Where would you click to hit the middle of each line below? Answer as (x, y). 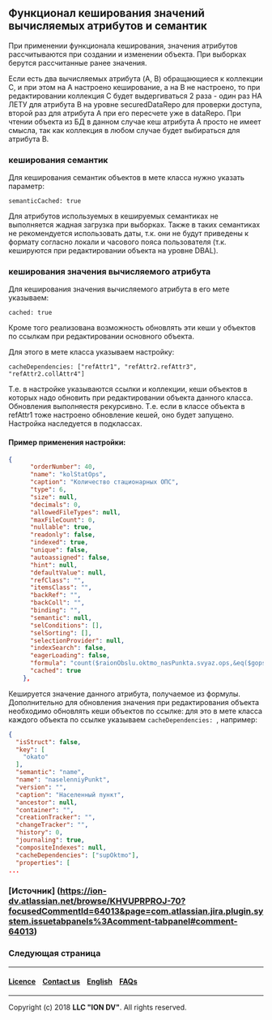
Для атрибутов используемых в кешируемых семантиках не (113, 216)
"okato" (36, 757)
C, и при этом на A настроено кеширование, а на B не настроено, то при (134, 87)
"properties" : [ (43, 863)
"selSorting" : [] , (61, 633)
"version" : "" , (41, 787)
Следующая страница (55, 953)
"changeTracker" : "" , (52, 825)
